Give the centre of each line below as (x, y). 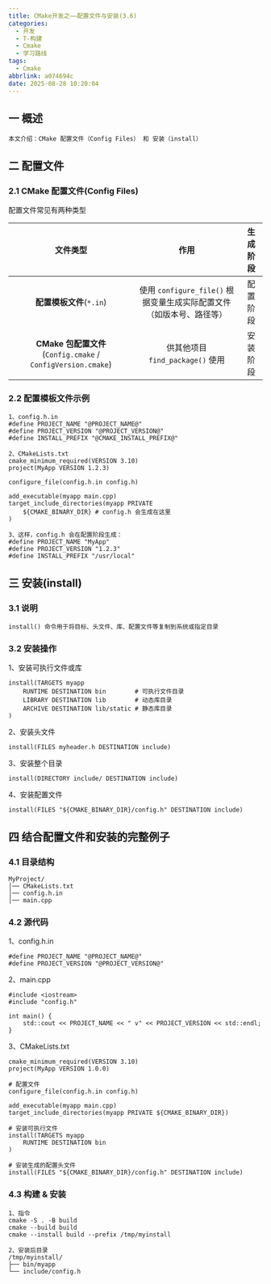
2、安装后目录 (28, 1250)
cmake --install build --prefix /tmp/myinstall (90, 1235)
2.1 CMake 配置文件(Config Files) (73, 191)
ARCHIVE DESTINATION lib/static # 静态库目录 (98, 709)
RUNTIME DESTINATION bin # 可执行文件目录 (104, 692)
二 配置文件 (36, 165)
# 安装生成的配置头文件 (42, 1166)
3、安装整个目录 (35, 763)
